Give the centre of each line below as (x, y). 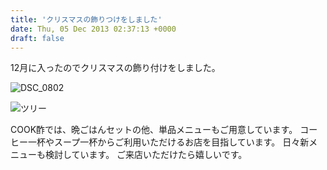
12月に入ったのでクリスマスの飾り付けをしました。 (115, 68)
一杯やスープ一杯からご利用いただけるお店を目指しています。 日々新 (168, 142)
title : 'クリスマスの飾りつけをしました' (86, 19)
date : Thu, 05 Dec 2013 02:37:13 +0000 (93, 29)
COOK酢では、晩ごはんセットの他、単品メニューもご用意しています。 (154, 130)
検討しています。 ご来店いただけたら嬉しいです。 (146, 155)
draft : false (37, 38)
